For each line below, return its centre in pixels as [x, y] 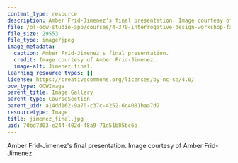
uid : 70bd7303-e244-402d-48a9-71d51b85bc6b [73, 125]
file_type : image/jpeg [41, 40]
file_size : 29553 [33, 34]
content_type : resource [42, 14]
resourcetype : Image [38, 112]
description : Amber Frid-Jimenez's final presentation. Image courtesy [115, 20]
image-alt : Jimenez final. [53, 66]
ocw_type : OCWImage [36, 86]
